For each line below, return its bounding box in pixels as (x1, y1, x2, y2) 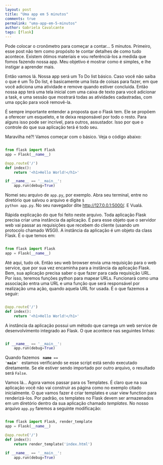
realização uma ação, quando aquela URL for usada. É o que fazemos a (5, 285, 148, 291)
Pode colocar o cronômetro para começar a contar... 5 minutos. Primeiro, (5, 43, 152, 49)
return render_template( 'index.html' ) (14, 442, 92, 446)
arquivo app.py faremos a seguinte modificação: (5, 405, 102, 411)
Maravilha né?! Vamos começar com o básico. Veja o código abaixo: (5, 134, 142, 140)
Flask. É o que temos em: (5, 233, 56, 239)
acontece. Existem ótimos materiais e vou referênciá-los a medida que (5, 54, 146, 59)
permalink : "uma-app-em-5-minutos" (5, 20, 77, 26)
